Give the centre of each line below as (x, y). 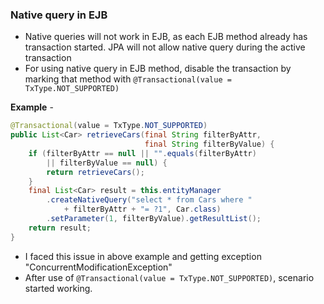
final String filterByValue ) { (209, 144)
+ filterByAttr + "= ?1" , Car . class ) (142, 209)
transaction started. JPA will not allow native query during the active (165, 47)
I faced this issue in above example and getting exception (143, 256)
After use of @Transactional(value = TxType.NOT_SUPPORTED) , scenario (169, 277)
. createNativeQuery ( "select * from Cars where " (149, 200)
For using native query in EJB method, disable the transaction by (158, 69)
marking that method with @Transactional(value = (128, 79)
